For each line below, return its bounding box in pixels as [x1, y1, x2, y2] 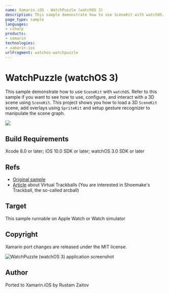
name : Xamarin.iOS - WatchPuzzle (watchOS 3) [5, 7, 103, 13]
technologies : [5, 41, 36, 46]
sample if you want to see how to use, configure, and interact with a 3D [5, 94, 155, 100]
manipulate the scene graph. [5, 110, 65, 116]
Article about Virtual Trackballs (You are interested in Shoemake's [12, 182, 150, 188]
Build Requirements [5, 134, 69, 143]
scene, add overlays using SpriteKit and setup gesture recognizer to [5, 105, 151, 111]
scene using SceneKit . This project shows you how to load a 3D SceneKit [5, 100, 157, 106]
